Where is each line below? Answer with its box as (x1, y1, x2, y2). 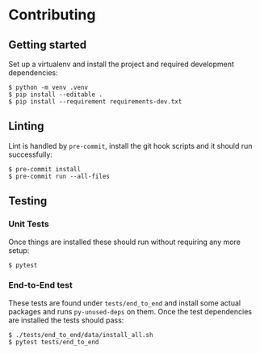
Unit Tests (8, 218, 50, 230)
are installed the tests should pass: (8, 315, 124, 325)
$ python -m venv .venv (8, 83, 89, 91)
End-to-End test (8, 280, 73, 291)
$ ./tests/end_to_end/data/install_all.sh (8, 331, 153, 339)
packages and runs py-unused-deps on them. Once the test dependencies (8, 306, 253, 316)
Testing (8, 194, 48, 208)
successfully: (8, 150, 52, 159)
